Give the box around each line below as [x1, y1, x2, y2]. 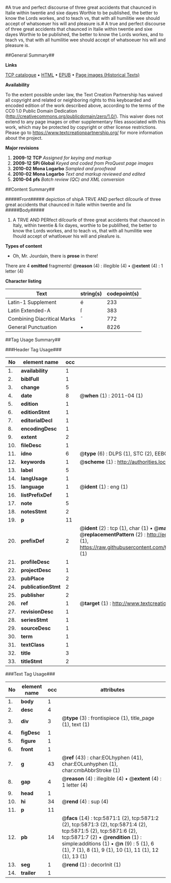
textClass [21, 641, 45, 648]
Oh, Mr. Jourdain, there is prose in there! [12, 253, 98, 259]
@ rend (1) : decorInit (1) [62, 861, 121, 868]
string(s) [80, 290, 102, 297]
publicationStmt [21, 583, 61, 590]
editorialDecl [21, 417, 52, 424]
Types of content [5, 243, 42, 249]
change [21, 384, 40, 391]
